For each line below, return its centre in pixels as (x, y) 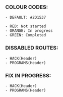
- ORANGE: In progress (29, 31)
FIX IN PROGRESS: (28, 75)
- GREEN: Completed (26, 35)
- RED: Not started (26, 26)
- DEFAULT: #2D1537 (26, 18)
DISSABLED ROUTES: (32, 48)
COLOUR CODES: (27, 7)
